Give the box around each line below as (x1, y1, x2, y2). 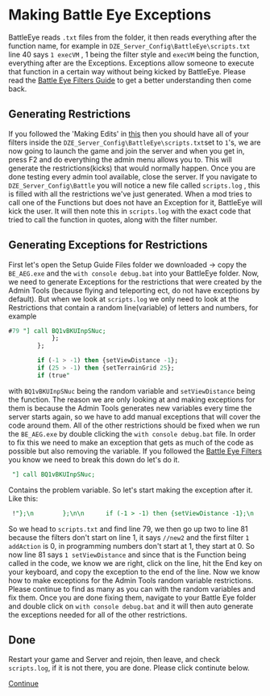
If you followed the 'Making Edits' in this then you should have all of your (8, 129, 250, 138)
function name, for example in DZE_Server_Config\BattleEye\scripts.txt (8, 40, 251, 50)
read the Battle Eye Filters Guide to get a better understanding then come (8, 75, 252, 85)
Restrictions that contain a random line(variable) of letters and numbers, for (8, 302, 259, 312)
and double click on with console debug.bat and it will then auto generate (8, 601, 254, 611)
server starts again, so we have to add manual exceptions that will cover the (8, 411, 261, 421)
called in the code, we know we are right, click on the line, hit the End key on (8, 558, 263, 567)
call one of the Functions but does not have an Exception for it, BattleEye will (8, 197, 263, 207)
